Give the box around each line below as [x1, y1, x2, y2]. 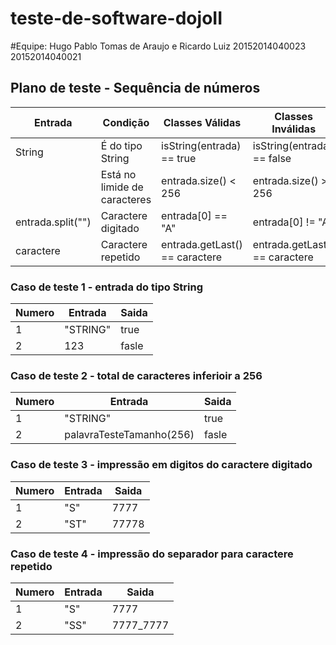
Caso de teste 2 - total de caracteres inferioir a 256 [10, 368, 263, 382]
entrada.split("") [15, 215, 92, 229]
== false [252, 151, 292, 165]
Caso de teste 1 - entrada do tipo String [10, 280, 204, 294]
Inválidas [271, 122, 317, 136]
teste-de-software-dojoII [10, 7, 223, 30]
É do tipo [100, 138, 143, 152]
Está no [100, 167, 137, 181]
